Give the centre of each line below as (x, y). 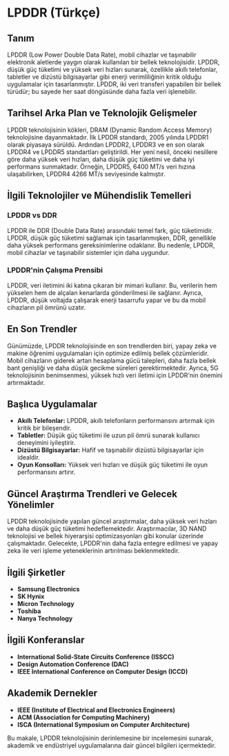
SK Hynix (31, 596)
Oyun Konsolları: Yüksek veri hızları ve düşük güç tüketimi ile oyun (112, 465)
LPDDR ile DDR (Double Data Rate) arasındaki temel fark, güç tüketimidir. (110, 230)
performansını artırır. (46, 472)
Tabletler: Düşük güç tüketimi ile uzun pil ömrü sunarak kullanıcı (108, 435)
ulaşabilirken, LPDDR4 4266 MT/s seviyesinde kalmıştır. (86, 173)
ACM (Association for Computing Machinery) (83, 717)
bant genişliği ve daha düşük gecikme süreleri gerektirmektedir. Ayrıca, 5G (113, 368)
